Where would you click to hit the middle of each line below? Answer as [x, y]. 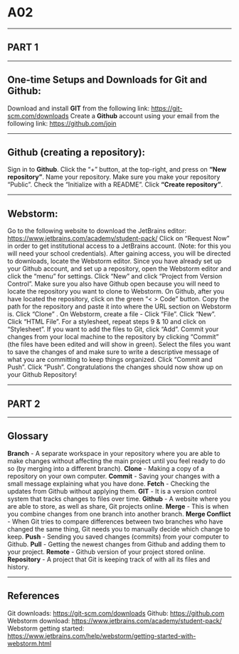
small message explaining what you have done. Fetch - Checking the [108, 483]
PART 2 [24, 404]
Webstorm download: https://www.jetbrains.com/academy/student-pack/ [115, 621]
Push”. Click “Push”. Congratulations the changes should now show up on [115, 367]
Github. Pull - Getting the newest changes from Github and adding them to [117, 544]
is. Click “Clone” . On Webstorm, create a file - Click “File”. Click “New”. [112, 314]
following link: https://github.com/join [62, 123]
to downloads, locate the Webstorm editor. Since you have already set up [115, 261]
